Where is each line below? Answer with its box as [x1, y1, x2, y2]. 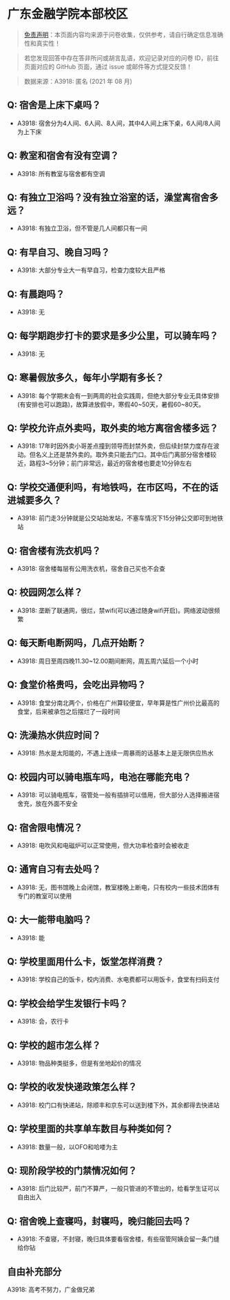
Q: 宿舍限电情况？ [7, 822, 83, 833]
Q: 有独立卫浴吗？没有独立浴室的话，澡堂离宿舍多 [7, 191, 219, 203]
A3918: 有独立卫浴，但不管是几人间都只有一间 [17, 224, 148, 232]
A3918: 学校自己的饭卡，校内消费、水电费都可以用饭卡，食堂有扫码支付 [17, 975, 220, 983]
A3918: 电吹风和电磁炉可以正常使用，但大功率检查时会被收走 [17, 841, 190, 849]
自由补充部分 [7, 1265, 62, 1277]
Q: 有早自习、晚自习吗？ [7, 246, 110, 258]
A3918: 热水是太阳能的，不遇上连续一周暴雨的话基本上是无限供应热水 [17, 749, 214, 757]
